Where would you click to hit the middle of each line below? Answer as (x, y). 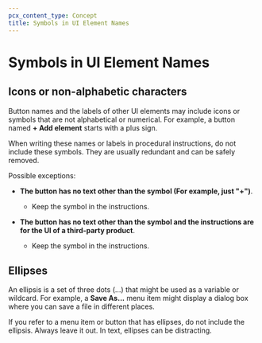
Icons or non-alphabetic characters (98, 92)
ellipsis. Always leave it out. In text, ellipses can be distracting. (110, 330)
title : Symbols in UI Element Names (69, 23)
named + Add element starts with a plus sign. (83, 127)
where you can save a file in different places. (81, 306)
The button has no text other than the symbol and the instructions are (137, 222)
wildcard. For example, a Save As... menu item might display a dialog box (128, 298)
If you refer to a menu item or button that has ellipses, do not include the (126, 322)
